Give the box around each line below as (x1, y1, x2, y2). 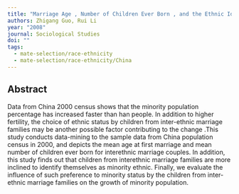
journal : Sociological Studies (7, 30, 100, 38)
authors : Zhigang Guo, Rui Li (7, 17, 97, 24)
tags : (7, 44, 23, 51)
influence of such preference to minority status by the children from (7, 170, 206, 179)
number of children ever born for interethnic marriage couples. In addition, (7, 148, 225, 156)
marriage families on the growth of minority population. (27, 178, 188, 186)
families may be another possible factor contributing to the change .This (7, 125, 219, 133)
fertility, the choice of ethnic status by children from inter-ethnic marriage (7, 117, 223, 126)
